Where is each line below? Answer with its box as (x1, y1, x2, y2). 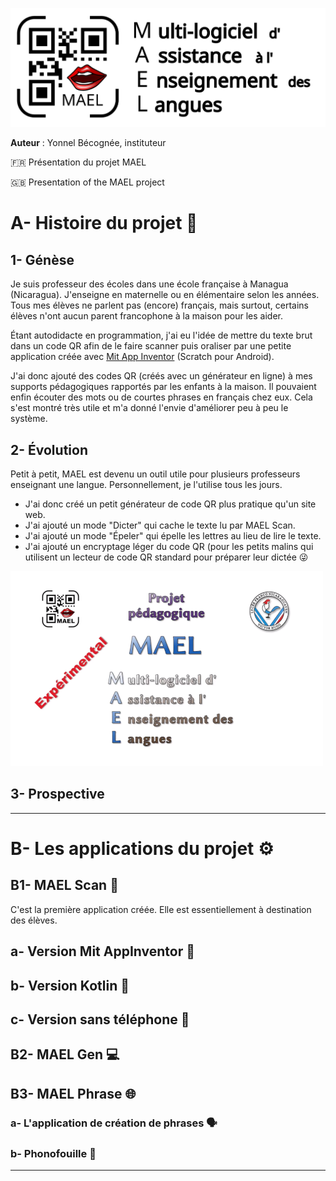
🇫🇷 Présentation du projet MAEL (10, 156, 147, 168)
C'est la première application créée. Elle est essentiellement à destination (10, 903, 312, 915)
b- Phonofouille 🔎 (10, 1146, 97, 1160)
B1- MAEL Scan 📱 (10, 877, 119, 894)
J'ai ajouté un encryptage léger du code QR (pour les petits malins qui (24, 540, 314, 552)
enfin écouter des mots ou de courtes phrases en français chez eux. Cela (10, 391, 313, 403)
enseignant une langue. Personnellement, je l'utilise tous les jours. (10, 478, 283, 490)
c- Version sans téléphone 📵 (10, 1011, 190, 1028)
